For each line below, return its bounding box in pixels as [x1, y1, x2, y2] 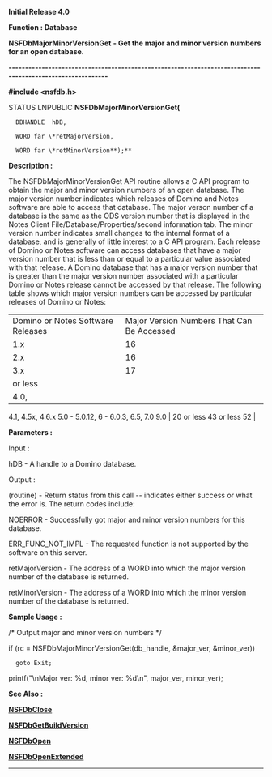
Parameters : [8, 428, 53, 437]
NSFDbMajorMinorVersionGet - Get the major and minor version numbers [8, 38, 261, 48]
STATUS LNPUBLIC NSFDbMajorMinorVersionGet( [8, 103, 181, 112]
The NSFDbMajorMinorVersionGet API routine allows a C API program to [8, 177, 249, 186]
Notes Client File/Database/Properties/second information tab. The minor [8, 220, 253, 229]
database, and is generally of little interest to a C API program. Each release [8, 237, 261, 246]
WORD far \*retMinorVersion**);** [15, 147, 132, 155]
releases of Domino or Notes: [8, 297, 107, 306]
